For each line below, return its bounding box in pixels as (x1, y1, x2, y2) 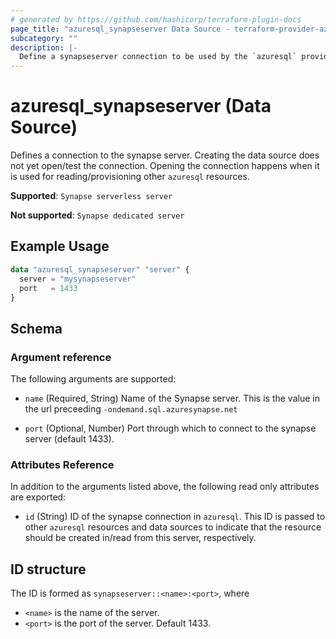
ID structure (10, 561, 87, 578)
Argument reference (10, 350, 112, 364)
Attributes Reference (10, 457, 115, 471)
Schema (10, 320, 63, 337)
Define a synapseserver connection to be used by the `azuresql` (19, 52, 298, 62)
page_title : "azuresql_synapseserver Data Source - (10, 24, 230, 34)
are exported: (10, 491, 67, 503)
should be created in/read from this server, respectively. (24, 532, 257, 544)
